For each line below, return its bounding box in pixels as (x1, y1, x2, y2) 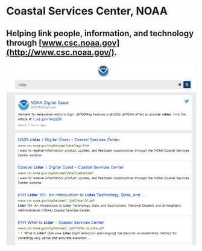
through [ (6, 37, 42, 48)
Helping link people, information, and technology (6, 28, 194, 39)
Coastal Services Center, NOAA (6, 4, 168, 18)
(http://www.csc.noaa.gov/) (6, 47, 115, 57)
